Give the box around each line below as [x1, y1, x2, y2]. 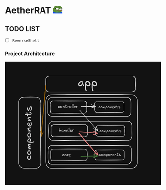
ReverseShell [12, 38, 40, 43]
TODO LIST [5, 24, 40, 33]
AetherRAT [5, 5, 51, 16]
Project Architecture [5, 50, 55, 57]
